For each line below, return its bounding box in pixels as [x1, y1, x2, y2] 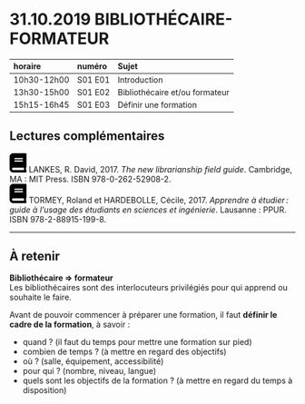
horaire [13, 61, 42, 72]
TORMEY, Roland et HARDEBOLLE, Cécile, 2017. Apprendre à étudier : [28, 194, 289, 205]
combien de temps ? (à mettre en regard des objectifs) [22, 346, 227, 358]
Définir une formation [117, 100, 198, 111]
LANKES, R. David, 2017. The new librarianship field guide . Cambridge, [28, 163, 293, 174]
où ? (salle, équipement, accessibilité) [22, 356, 164, 367]
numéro [76, 61, 107, 72]
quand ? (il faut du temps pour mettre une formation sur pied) [22, 337, 252, 348]
